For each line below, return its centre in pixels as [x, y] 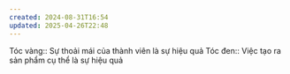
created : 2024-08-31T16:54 [59, 17]
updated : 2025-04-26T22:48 [59, 26]
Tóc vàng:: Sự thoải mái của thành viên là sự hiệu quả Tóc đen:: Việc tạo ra [145, 50]
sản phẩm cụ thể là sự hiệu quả [66, 60]
